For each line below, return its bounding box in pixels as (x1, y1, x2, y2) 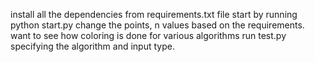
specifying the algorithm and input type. (10, 40, 175, 52)
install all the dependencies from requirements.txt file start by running (10, 9, 298, 20)
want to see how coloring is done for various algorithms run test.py (10, 30, 287, 41)
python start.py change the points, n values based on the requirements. (10, 19, 305, 31)
